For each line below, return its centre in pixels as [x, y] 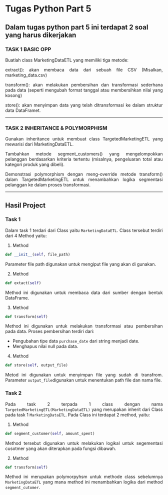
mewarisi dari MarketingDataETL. [39, 144]
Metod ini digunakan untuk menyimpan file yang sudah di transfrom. [84, 375]
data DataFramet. [23, 110]
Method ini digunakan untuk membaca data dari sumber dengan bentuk [84, 292]
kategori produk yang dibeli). [35, 164]
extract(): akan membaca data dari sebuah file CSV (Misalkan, [84, 69]
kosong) [14, 95]
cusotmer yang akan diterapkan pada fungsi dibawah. [61, 448]
